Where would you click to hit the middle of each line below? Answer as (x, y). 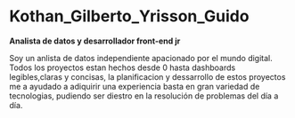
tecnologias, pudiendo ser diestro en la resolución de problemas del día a (144, 96)
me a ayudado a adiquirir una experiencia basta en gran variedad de (135, 86)
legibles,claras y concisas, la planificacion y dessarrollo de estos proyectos (147, 76)
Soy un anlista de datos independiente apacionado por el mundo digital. (141, 58)
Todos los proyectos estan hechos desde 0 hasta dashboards (123, 67)
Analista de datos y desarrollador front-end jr (95, 41)
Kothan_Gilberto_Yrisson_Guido (129, 16)
